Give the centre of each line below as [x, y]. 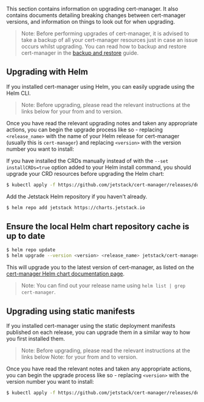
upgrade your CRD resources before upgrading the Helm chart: [85, 173]
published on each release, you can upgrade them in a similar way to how [98, 332]
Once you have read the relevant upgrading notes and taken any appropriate [102, 123]
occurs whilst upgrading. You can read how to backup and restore [104, 46]
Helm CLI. [19, 93]
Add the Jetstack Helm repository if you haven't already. [77, 196]
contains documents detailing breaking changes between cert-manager [96, 15]
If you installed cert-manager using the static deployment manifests [91, 325]
